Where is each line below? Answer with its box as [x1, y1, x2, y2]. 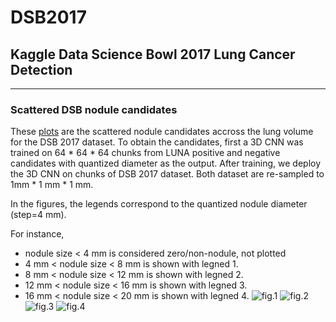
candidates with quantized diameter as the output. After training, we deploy [10, 157, 322, 170]
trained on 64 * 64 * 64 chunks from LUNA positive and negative [10, 147, 281, 159]
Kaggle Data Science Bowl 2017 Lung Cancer [10, 46, 296, 63]
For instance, [10, 228, 65, 240]
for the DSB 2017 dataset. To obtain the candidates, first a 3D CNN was [10, 136, 304, 148]
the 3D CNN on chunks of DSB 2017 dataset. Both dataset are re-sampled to [10, 168, 325, 180]
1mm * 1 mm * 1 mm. [10, 179, 94, 191]
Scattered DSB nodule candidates [10, 102, 178, 116]
